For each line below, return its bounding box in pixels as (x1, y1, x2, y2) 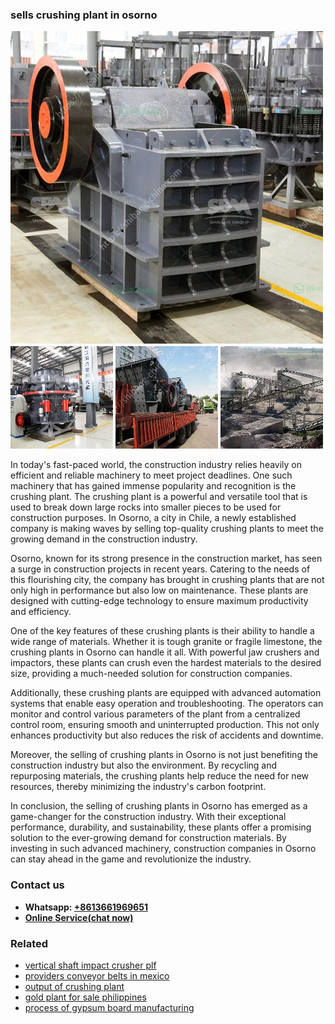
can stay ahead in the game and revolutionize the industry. (10, 853, 252, 865)
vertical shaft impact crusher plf (24, 959, 157, 971)
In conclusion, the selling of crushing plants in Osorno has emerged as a (10, 800, 308, 812)
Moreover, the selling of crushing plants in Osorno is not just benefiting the (10, 749, 318, 761)
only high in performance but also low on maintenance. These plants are (10, 584, 309, 597)
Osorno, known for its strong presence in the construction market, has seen (10, 553, 323, 565)
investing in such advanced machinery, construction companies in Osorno (10, 843, 317, 855)
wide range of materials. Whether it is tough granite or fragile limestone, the (10, 636, 323, 648)
